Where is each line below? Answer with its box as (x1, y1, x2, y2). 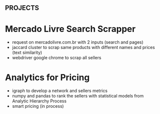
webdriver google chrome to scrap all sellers (12, 55, 102, 61)
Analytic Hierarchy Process (12, 98, 67, 104)
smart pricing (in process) (12, 103, 64, 109)
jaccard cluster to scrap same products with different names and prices (12, 45, 155, 50)
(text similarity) (12, 49, 42, 55)
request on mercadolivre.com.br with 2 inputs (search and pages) (12, 39, 144, 45)
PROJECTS (5, 4, 39, 12)
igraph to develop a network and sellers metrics (12, 88, 108, 94)
